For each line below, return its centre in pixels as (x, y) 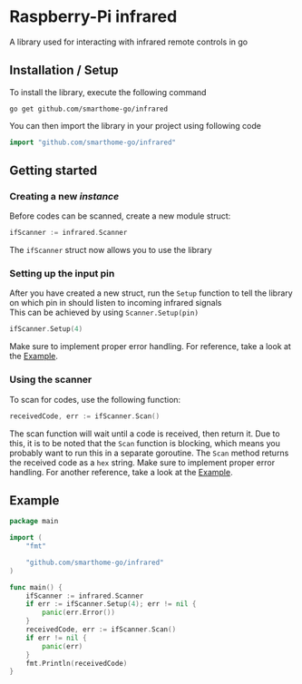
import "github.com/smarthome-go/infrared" (93, 142)
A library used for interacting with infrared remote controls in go (128, 42)
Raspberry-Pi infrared (93, 17)
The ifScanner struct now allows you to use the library (111, 250)
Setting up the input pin (62, 274)
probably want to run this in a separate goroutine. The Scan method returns (149, 453)
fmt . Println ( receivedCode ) (77, 663)
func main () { (36, 587)
